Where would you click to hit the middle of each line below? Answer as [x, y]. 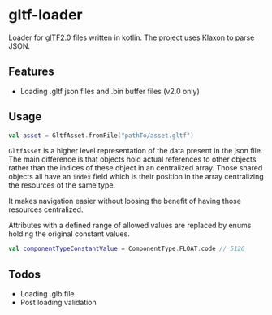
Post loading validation [58, 303]
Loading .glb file [47, 294]
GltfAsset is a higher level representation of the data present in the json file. [136, 151]
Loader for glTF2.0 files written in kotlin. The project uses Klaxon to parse [132, 37]
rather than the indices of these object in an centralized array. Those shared [136, 168]
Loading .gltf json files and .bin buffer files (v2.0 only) [110, 91]
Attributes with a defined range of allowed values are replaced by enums [130, 226]
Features [31, 72]
